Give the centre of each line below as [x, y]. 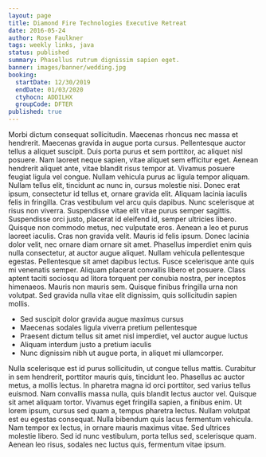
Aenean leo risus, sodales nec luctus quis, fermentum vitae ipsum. [117, 444]
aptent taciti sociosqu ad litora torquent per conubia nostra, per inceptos [127, 278]
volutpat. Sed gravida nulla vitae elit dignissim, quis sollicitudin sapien [123, 295]
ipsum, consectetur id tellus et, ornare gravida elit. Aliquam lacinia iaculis [128, 193]
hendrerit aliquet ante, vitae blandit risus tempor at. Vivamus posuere [121, 168]
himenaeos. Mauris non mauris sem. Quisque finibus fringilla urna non [123, 287]
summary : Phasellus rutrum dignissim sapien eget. [94, 61]
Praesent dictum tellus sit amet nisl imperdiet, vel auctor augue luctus [134, 336]
